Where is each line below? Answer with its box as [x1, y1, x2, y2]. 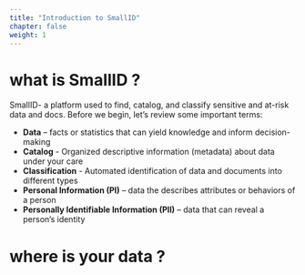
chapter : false [9, 22, 67, 31]
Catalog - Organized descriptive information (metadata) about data [22, 147, 275, 158]
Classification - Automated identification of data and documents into [22, 166, 282, 177]
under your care [22, 156, 84, 167]
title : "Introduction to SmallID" [9, 13, 141, 23]
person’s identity [22, 214, 86, 225]
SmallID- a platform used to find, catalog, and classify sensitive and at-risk [9, 99, 290, 110]
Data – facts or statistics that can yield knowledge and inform [22, 127, 253, 137]
